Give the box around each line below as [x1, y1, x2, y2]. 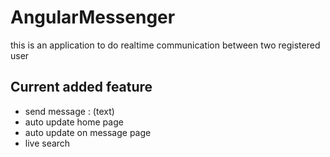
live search [24, 137, 71, 149]
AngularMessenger [10, 6, 176, 29]
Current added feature [10, 79, 153, 96]
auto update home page [24, 116, 124, 128]
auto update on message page [24, 126, 152, 138]
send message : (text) [24, 105, 115, 117]
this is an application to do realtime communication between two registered [10, 39, 321, 51]
